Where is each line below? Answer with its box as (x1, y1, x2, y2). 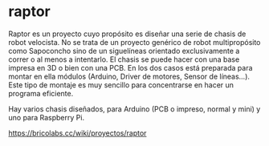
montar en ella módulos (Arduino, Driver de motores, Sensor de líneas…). (8, 71, 251, 81)
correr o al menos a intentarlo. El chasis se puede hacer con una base (8, 55, 240, 64)
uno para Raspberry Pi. (8, 112, 85, 122)
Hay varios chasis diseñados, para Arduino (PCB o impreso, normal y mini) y (8, 103, 261, 114)
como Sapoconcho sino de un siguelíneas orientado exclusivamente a (8, 46, 240, 55)
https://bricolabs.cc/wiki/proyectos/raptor (8, 128, 147, 138)
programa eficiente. (8, 88, 74, 98)
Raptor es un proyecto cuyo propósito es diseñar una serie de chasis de (8, 29, 247, 39)
